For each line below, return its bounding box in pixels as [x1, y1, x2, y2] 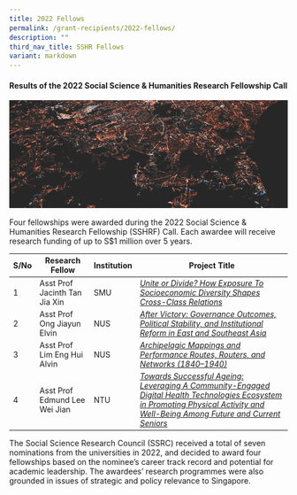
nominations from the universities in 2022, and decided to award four [9, 447, 262, 458]
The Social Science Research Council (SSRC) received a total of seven [9, 437, 266, 448]
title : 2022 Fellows [9, 14, 86, 23]
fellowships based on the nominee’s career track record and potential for [9, 456, 274, 467]
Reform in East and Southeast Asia [140, 328, 267, 338]
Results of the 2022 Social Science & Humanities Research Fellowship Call [9, 80, 288, 90]
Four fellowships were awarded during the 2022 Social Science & [9, 217, 247, 228]
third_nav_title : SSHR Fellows [9, 43, 125, 51]
